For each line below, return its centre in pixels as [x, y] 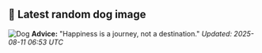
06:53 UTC [45, 42]
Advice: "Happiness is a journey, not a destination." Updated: [131, 33]
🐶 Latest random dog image [77, 15]
